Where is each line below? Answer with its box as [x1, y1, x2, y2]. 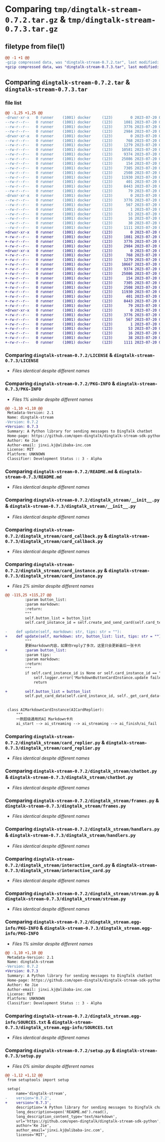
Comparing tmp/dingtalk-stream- [5, 3, 142, 15]
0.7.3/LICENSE [5, 358, 39, 363]
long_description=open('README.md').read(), [16, 1109, 109, 1114]
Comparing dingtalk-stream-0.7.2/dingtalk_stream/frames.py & [5, 797, 159, 804]
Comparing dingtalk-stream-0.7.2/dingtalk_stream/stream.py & [5, 890, 159, 897]
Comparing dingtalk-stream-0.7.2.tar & [5, 78, 130, 87]
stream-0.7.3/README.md [5, 474, 62, 480]
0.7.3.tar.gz [5, 25, 58, 34]
